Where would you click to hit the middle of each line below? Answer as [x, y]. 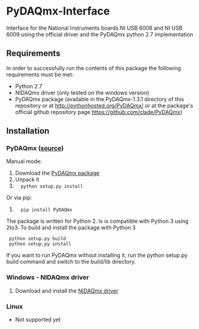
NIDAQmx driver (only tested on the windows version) [82, 93]
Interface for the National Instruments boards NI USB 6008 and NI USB [94, 28]
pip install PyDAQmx [47, 210]
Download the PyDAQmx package [57, 173]
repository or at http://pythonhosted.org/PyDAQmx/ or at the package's [104, 105]
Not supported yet [38, 320]
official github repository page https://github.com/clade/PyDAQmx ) [99, 112]
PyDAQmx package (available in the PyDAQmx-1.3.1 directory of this [99, 99]
